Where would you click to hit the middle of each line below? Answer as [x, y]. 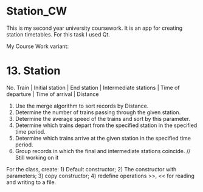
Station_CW [37, 11]
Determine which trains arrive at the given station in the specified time [103, 138]
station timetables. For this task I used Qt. [58, 34]
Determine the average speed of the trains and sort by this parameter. [102, 118]
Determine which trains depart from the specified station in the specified [106, 125]
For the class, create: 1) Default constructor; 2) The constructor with [91, 169]
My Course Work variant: [37, 46]
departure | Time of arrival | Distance [53, 94]
